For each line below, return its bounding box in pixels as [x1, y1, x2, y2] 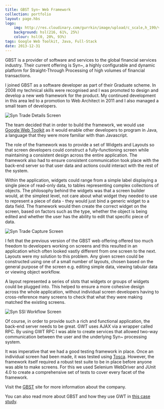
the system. [5, 167, 29, 174]
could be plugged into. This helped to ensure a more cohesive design [5, 283, 145, 289]
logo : [5, 21, 16, 26]
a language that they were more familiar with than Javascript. [5, 132, 128, 138]
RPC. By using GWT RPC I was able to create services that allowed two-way [5, 328, 158, 334]
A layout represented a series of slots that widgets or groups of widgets [5, 278, 149, 284]
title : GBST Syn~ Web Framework [5, 7, 71, 12]
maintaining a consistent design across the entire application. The [5, 152, 138, 158]
